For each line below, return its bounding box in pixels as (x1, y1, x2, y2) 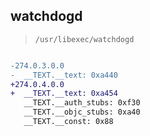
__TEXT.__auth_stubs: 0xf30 (23, 98, 141, 108)
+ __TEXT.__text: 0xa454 (10, 89, 118, 99)
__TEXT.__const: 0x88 (23, 117, 114, 127)
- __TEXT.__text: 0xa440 (10, 70, 118, 80)
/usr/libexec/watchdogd (34, 34, 135, 44)
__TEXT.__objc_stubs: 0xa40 (23, 107, 141, 118)
